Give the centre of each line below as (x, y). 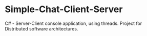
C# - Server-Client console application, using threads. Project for (73, 23)
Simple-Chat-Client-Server (64, 9)
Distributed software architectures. (41, 28)
